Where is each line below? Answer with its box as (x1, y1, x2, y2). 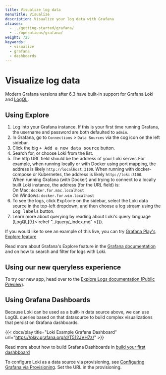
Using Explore (5, 111, 50, 119)
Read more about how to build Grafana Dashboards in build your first (5, 344, 146, 350)
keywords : (5, 40, 26, 45)
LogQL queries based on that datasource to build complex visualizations (5, 314, 153, 320)
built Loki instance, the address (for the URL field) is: (12, 182, 120, 188)
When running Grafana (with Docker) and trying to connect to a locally (12, 177, 156, 183)
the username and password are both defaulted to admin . (12, 129, 129, 135)
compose (12, 172, 32, 178)
